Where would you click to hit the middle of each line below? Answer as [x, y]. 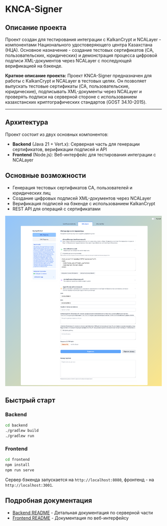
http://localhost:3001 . [29, 485]
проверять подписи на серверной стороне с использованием [71, 97]
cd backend [16, 425]
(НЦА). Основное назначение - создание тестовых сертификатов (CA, [80, 50]
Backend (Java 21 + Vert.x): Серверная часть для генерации [76, 144]
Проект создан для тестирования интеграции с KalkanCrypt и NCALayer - [83, 39]
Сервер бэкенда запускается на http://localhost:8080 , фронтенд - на [80, 480]
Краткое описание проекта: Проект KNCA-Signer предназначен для [79, 75]
